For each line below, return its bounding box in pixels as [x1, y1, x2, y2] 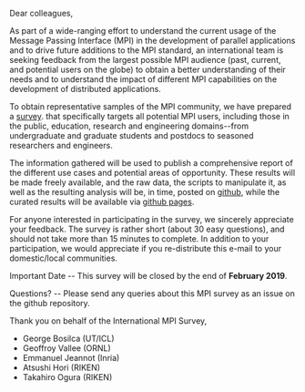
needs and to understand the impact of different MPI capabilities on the [9, 74, 278, 85]
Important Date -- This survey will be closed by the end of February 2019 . [9, 271, 288, 281]
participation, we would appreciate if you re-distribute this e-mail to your [9, 243, 282, 253]
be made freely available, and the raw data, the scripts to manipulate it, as [9, 177, 287, 188]
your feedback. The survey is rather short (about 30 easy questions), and [9, 223, 285, 234]
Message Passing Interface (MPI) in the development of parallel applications [9, 36, 296, 46]
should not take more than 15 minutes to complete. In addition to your [9, 233, 269, 244]
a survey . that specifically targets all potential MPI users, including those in [9, 111, 290, 121]
